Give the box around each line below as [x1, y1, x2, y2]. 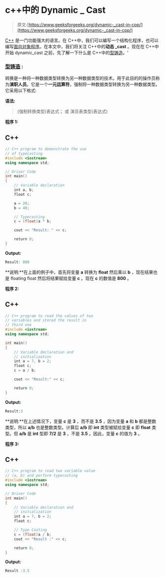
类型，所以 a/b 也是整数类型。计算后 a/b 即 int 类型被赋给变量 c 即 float [5, 424, 151, 430]
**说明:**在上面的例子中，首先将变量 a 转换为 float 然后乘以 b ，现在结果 [5, 269, 154, 275]
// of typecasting [5, 151, 43, 156]
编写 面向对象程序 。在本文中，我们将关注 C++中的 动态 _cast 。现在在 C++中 [5, 43, 159, 49]
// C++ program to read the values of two [5, 313, 93, 318]
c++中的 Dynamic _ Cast [5, 4, 106, 16]
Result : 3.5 [5, 569, 29, 574]
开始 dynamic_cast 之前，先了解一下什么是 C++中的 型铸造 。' [5, 50, 129, 56]
